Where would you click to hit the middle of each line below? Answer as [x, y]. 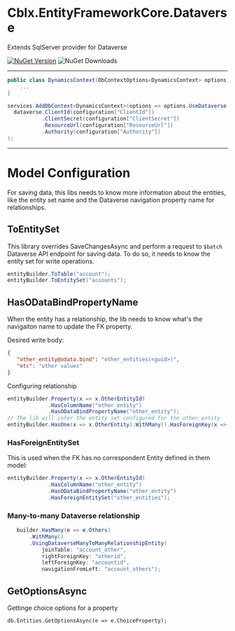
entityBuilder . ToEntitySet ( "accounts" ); [67, 280]
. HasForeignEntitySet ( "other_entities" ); [109, 498]
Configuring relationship [42, 386]
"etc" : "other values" [49, 366]
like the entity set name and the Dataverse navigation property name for [111, 200]
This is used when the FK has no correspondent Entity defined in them [109, 458]
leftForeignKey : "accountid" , [86, 563]
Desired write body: [36, 340]
